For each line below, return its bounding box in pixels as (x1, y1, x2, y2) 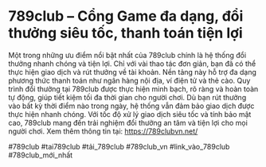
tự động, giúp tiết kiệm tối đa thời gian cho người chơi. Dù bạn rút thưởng (8, 92, 247, 102)
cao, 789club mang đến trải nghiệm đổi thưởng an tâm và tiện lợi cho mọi (8, 118, 248, 127)
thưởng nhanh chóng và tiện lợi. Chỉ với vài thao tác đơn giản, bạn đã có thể (8, 59, 256, 68)
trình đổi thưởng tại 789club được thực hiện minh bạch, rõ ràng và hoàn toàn (8, 83, 259, 94)
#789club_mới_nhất (8, 150, 73, 160)
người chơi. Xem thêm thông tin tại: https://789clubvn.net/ (8, 126, 198, 136)
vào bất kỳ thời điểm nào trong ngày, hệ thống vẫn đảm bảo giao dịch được (8, 101, 255, 111)
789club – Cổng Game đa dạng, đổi (8, 7, 244, 25)
